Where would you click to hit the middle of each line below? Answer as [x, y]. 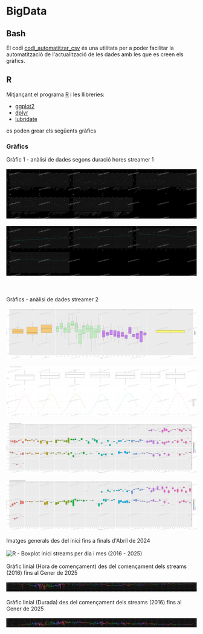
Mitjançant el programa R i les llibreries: [55, 94]
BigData [27, 11]
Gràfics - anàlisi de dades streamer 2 [52, 299]
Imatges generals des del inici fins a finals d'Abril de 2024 [78, 540]
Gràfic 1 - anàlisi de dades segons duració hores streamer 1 [80, 160]
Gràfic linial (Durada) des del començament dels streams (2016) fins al [94, 602]
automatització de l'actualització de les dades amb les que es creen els [95, 54]
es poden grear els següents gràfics [51, 131]
